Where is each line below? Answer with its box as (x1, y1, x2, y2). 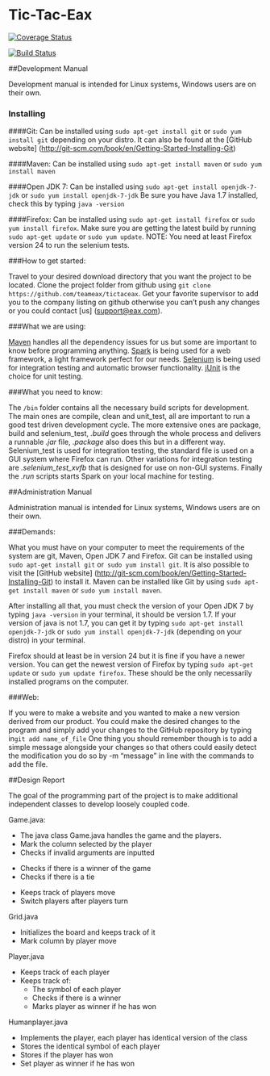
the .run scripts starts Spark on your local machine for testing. (8, 471, 214, 481)
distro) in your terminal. (8, 635, 86, 645)
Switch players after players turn (19, 896, 129, 906)
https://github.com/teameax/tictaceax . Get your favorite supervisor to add (8, 289, 260, 299)
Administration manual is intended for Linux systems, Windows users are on (8, 503, 260, 513)
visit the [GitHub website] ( (8, 568, 98, 578)
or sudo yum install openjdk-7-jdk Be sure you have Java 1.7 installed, (21, 190, 259, 200)
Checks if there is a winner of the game (19, 864, 152, 873)
